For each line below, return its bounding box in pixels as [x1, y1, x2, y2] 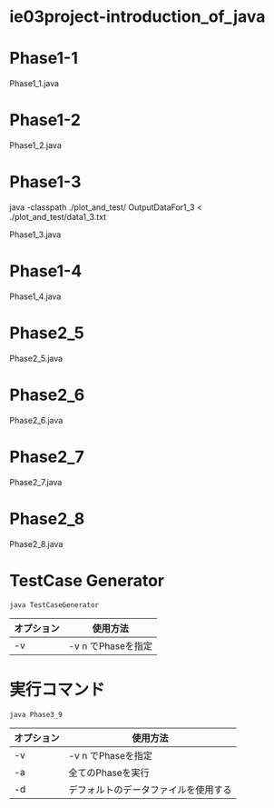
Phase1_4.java [9, 291, 62, 302]
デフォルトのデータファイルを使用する [68, 783, 233, 796]
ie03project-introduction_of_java [9, 6, 266, 27]
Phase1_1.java [9, 78, 60, 89]
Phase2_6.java [9, 414, 64, 425]
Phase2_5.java [9, 353, 64, 364]
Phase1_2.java [9, 140, 62, 151]
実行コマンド [9, 679, 106, 700]
